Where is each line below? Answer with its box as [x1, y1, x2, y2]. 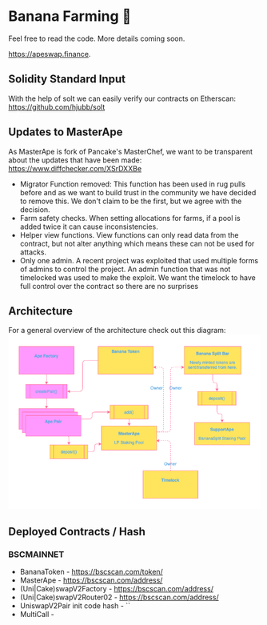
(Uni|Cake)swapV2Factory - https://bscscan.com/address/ [19, 583, 214, 593]
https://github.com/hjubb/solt [8, 102, 106, 111]
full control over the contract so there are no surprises [19, 281, 198, 290]
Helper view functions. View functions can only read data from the [19, 230, 239, 239]
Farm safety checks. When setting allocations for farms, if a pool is [19, 213, 241, 222]
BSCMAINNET [8, 548, 65, 559]
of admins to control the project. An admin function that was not [19, 264, 231, 274]
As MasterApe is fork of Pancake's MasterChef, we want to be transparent [8, 146, 253, 156]
